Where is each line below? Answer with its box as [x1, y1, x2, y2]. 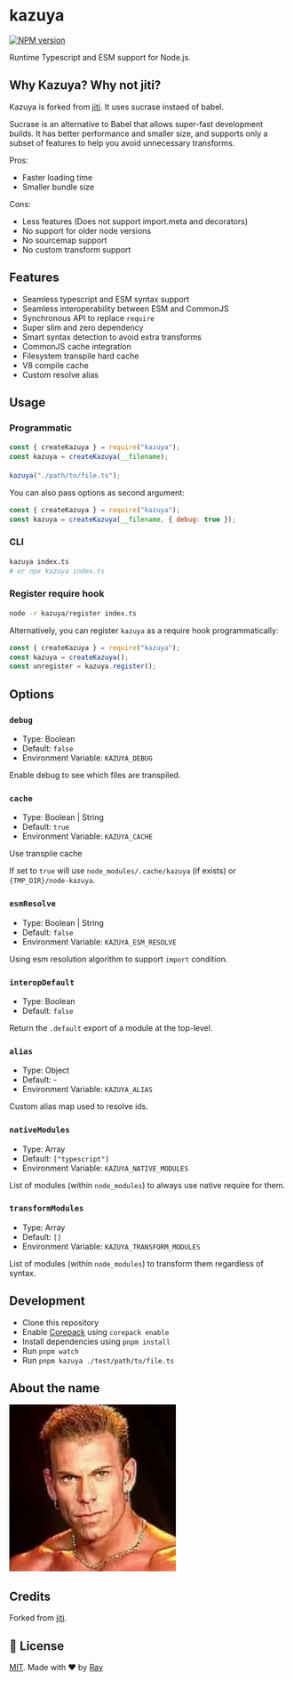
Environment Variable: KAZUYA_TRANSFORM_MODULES [21, 1241, 201, 1251]
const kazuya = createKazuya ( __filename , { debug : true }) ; [9, 515, 237, 524]
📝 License [9, 1638, 65, 1653]
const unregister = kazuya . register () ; [9, 662, 157, 672]
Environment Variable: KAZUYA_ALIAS [21, 1084, 153, 1095]
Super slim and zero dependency [21, 322, 144, 333]
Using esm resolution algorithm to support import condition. [9, 953, 228, 964]
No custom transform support [21, 244, 131, 254]
